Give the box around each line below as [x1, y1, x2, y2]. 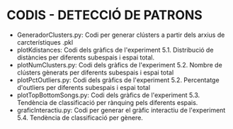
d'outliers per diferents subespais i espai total [16, 83, 150, 91]
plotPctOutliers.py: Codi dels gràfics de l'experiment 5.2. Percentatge [16, 75, 220, 84]
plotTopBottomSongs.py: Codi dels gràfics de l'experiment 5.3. [16, 91, 200, 99]
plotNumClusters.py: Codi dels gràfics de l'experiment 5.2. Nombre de [16, 60, 222, 69]
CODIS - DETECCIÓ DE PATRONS [6, 7, 203, 23]
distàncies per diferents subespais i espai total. [16, 53, 155, 62]
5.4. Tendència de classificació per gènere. [16, 113, 143, 122]
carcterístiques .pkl [16, 38, 74, 46]
